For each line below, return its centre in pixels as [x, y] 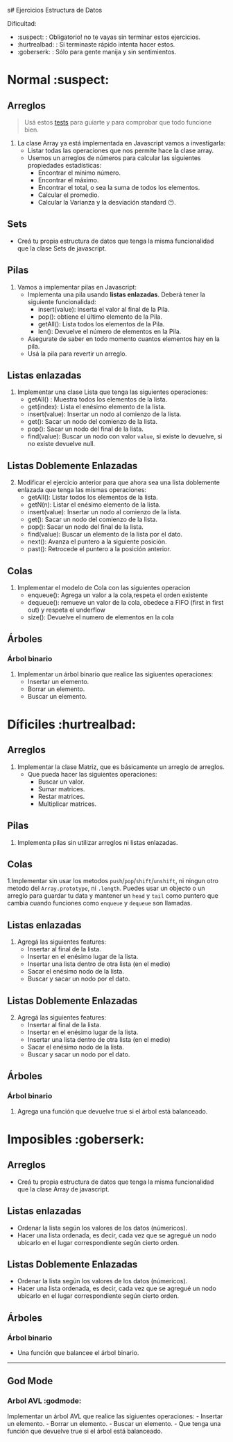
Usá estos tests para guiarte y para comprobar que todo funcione [118, 122]
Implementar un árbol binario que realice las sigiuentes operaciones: [115, 674]
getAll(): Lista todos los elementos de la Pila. [101, 324]
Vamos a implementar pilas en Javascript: [77, 287]
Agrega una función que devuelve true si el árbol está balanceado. [112, 1111]
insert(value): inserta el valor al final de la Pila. [104, 309]
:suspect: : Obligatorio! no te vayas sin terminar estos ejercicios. [109, 37]
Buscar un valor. [61, 782]
